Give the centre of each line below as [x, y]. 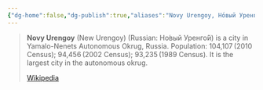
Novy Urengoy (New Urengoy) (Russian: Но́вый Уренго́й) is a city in [137, 38]
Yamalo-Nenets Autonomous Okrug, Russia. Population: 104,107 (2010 [139, 46]
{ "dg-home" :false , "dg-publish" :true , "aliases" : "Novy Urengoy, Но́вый [122, 15]
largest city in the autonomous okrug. [87, 63]
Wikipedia [43, 77]
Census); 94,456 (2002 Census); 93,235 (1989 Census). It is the [130, 54]
